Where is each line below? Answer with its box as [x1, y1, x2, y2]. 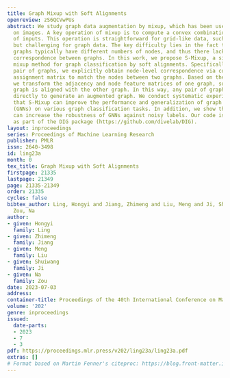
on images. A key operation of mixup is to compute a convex [13, 29, 192, 36]
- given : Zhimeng [7, 233, 57, 240]
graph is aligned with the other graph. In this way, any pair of [13, 86, 207, 93]
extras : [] [7, 354, 38, 361]
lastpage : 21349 [7, 175, 53, 182]
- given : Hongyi [7, 220, 53, 227]
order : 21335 [7, 188, 44, 195]
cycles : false [7, 194, 48, 202]
